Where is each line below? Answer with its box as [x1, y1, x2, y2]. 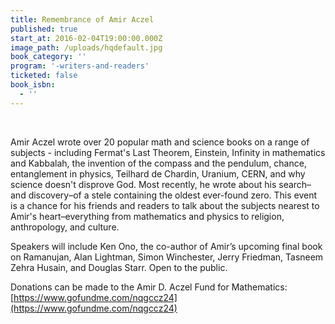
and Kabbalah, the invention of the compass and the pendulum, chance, [10, 157, 307, 169]
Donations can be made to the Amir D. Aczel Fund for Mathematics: [10, 281, 288, 293]
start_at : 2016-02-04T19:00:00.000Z [10, 33, 163, 43]
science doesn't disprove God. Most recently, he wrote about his [10, 178, 277, 190]
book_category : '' [10, 52, 87, 62]
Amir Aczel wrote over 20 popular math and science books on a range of [10, 136, 310, 148]
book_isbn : [10, 80, 56, 90]
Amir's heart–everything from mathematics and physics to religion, [10, 210, 285, 222]
